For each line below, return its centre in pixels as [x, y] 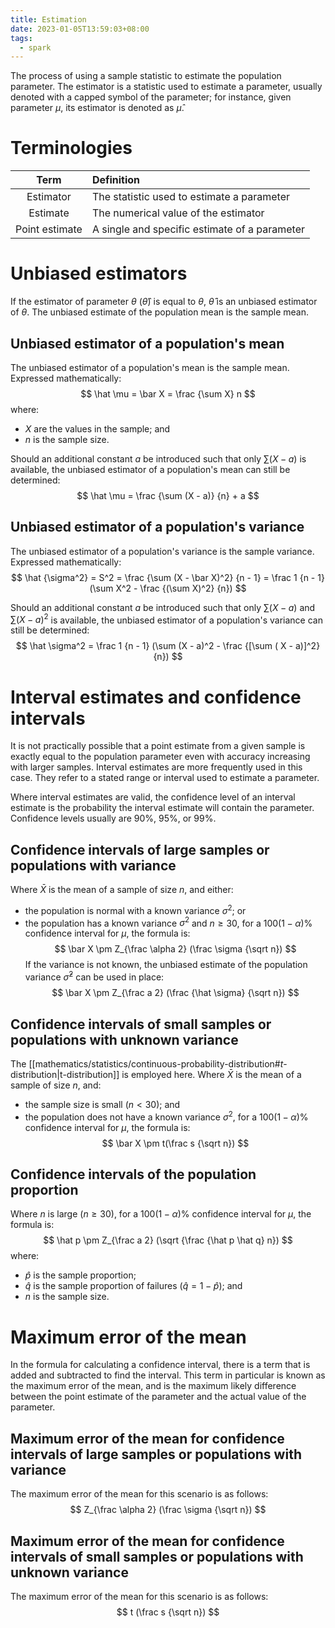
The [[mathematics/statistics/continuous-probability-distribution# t [147, 1063]
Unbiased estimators [99, 273]
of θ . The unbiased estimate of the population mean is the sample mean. [159, 312]
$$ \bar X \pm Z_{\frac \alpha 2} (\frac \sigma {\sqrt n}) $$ [175, 949]
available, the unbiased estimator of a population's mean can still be [150, 469]
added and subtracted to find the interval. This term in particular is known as [168, 1375]
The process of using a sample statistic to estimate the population [146, 76]
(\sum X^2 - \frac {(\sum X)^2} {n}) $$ [168, 588]
